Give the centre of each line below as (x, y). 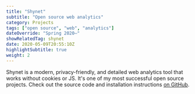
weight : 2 (18, 55)
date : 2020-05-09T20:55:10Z (41, 45)
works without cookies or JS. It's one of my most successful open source (95, 78)
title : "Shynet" (26, 11)
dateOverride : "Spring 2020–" (43, 33)
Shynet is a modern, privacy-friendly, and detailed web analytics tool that (95, 72)
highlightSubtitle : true (36, 50)
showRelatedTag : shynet (35, 39)
